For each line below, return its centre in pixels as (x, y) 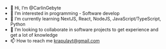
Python (18, 24)
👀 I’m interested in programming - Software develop (65, 13)
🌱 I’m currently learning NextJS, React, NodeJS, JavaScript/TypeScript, (86, 19)
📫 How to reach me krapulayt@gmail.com (55, 41)
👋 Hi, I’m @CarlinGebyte (36, 8)
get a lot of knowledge (34, 35)
